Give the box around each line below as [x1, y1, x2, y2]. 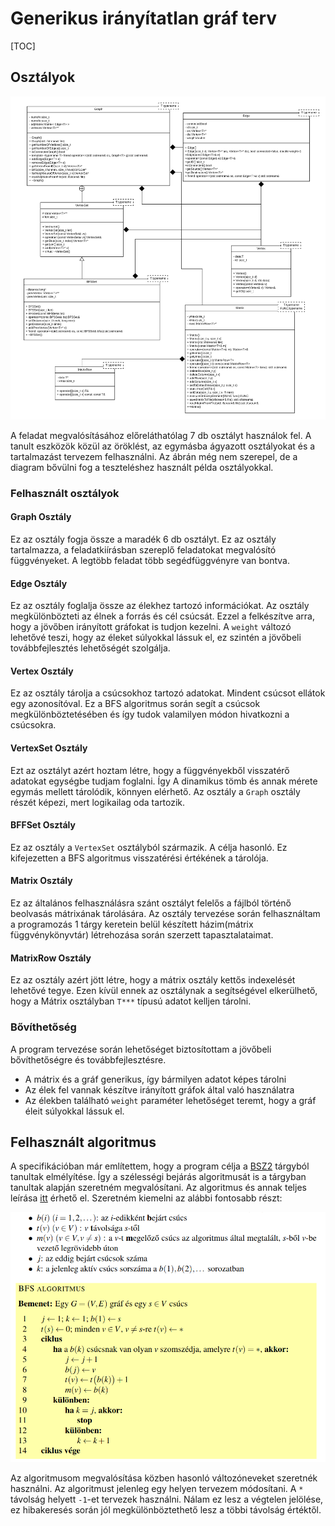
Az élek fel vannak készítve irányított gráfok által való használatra [24, 1083, 295, 1096]
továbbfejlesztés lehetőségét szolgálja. [10, 642, 171, 654]
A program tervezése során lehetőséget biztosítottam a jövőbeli [10, 1043, 272, 1055]
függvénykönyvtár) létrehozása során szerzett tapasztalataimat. [10, 929, 274, 941]
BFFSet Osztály [10, 819, 76, 831]
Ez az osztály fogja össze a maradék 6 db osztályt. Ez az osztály [10, 533, 277, 546]
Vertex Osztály [10, 665, 74, 677]
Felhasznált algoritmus [10, 1133, 157, 1151]
